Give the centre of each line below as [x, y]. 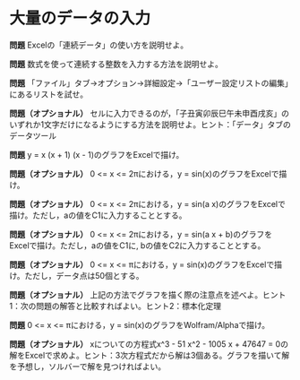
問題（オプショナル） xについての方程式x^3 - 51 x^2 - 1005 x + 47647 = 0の [149, 344]
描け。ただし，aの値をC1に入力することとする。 [98, 215]
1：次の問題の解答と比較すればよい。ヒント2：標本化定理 [116, 306]
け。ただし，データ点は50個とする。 [77, 275]
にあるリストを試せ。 [48, 94]
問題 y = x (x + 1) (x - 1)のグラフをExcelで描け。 [97, 154]
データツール [33, 135]
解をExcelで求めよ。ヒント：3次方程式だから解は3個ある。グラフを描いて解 [150, 355]
